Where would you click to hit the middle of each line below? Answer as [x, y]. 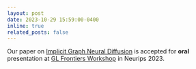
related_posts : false [38, 32]
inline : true [26, 26]
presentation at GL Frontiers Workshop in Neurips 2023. [86, 59]
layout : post [26, 13]
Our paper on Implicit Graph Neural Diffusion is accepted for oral [98, 51]
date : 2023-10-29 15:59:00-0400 [53, 20]
